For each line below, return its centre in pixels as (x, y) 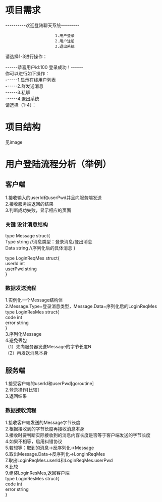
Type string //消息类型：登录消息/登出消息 (49, 242)
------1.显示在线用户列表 (31, 80)
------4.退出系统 (22, 98)
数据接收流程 (21, 410)
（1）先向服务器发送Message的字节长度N (48, 347)
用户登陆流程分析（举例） (59, 165)
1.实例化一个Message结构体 (34, 300)
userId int (15, 264)
